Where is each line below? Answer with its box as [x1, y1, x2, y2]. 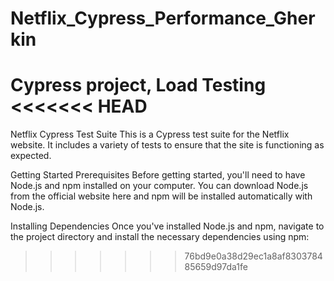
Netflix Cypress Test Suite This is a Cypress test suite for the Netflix [10, 128, 290, 141]
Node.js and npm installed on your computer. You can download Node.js [10, 180, 309, 192]
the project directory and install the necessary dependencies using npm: [10, 231, 310, 243]
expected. [10, 150, 52, 162]
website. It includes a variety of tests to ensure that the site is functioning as [10, 139, 325, 151]
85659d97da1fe [184, 261, 248, 273]
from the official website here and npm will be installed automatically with [10, 190, 313, 202]
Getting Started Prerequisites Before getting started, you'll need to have [10, 169, 306, 181]
